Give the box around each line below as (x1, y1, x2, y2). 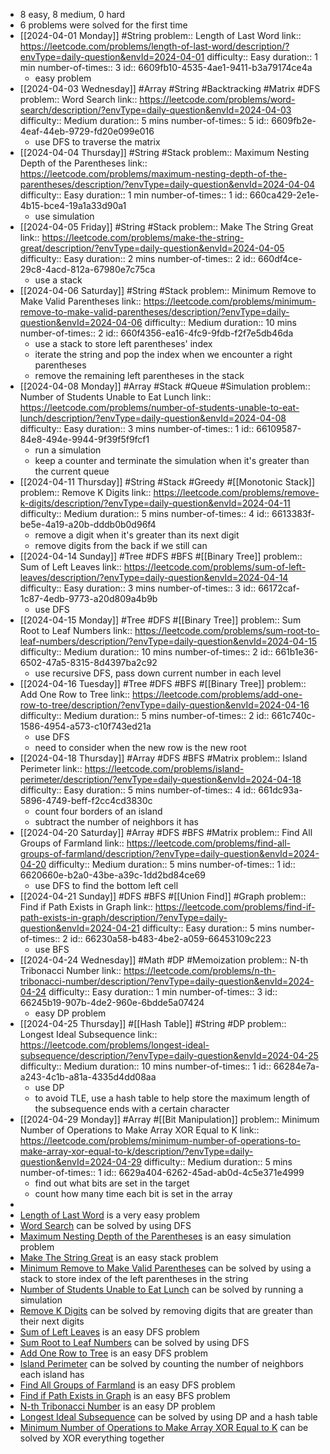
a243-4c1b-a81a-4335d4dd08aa (19, 1071, 157, 1083)
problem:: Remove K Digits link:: (19, 487, 152, 498)
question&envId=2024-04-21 (19, 922, 140, 934)
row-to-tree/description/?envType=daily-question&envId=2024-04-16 (19, 699, 310, 711)
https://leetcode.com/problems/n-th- (123, 965, 277, 976)
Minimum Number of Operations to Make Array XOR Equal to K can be (19, 1422, 309, 1433)
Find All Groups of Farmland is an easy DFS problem (19, 1379, 236, 1391)
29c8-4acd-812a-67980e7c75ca (19, 264, 156, 275)
